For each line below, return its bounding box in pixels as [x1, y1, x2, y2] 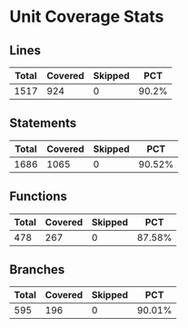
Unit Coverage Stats [9, 6, 164, 27]
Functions [9, 189, 68, 204]
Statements [9, 115, 77, 131]
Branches [9, 262, 65, 278]
